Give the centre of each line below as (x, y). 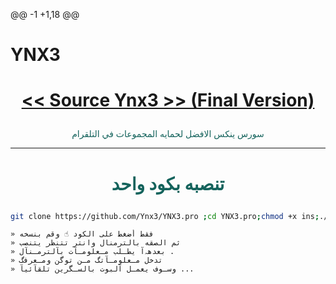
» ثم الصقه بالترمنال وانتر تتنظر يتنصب (96, 243)
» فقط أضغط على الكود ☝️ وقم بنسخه (82, 234)
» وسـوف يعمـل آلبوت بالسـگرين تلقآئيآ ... (102, 269)
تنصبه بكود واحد (168, 183)
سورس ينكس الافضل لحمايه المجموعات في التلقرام (168, 134)
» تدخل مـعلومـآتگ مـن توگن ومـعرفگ (86, 260)
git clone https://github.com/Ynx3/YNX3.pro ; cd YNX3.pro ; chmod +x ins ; (165, 216)
